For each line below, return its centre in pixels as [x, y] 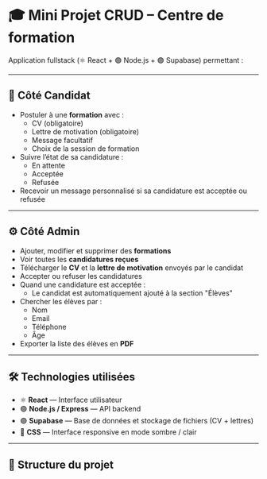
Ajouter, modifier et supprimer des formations [95, 250]
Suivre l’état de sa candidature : [72, 156]
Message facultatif [62, 140]
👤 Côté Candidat [49, 96]
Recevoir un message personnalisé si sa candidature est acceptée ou [133, 191]
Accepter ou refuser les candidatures [81, 276]
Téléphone [49, 326]
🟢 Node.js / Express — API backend [80, 409]
